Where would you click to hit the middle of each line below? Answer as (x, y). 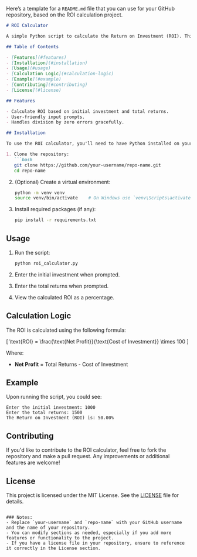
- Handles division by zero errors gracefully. (65, 122)
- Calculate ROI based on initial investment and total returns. (87, 111)
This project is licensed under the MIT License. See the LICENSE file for (93, 495)
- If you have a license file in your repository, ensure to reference (95, 543)
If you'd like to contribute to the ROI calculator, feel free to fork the (86, 450)
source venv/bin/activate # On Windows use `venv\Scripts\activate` (104, 198)
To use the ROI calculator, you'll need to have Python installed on (93, 144)
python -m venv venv (40, 193)
